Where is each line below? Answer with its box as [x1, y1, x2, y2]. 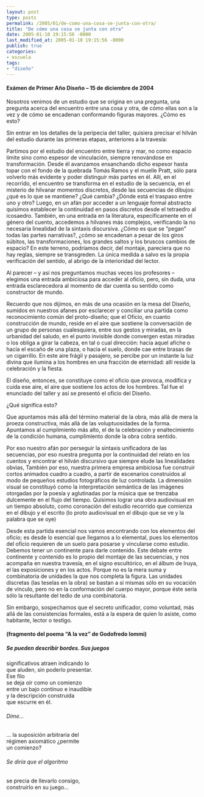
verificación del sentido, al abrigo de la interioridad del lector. [6, 257, 160, 265]
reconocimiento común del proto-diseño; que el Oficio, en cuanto [6, 313, 171, 320]
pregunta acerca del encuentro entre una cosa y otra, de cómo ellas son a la [6, 104, 198, 111]
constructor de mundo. [6, 288, 64, 296]
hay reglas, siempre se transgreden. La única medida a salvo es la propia [6, 251, 189, 258]
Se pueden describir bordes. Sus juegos [6, 644, 110, 652]
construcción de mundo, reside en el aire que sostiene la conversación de [6, 319, 192, 327]
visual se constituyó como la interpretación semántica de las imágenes [6, 483, 184, 490]
